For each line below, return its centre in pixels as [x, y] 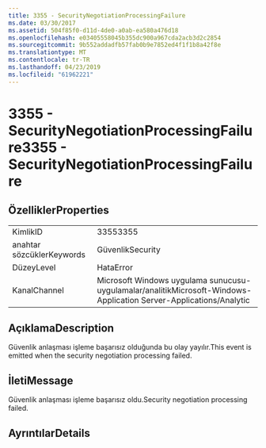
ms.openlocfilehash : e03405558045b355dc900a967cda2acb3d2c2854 [115, 38]
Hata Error [115, 267]
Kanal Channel [38, 290]
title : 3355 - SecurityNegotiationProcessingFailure [97, 15]
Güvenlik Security [129, 249]
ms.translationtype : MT [47, 52]
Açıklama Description [61, 329]
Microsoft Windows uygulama [152, 280]
